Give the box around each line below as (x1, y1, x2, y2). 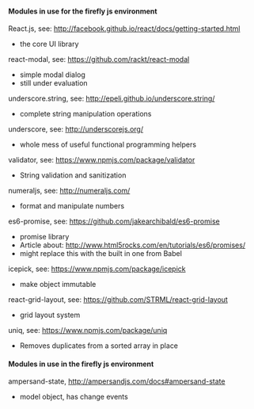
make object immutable (19, 280, 97, 289)
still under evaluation (19, 78, 89, 88)
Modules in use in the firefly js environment (8, 359, 154, 369)
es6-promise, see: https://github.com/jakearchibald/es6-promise (8, 216, 220, 226)
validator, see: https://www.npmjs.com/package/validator (8, 155, 195, 165)
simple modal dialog (19, 70, 85, 79)
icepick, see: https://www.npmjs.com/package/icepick (8, 264, 186, 273)
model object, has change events (19, 392, 128, 402)
